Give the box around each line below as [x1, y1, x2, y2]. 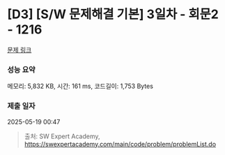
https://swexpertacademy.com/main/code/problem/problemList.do [24, 140, 217, 148]
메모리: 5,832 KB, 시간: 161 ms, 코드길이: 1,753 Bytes [7, 82, 153, 91]
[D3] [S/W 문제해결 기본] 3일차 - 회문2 [7, 6, 219, 22]
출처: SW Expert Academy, [24, 132, 100, 140]
